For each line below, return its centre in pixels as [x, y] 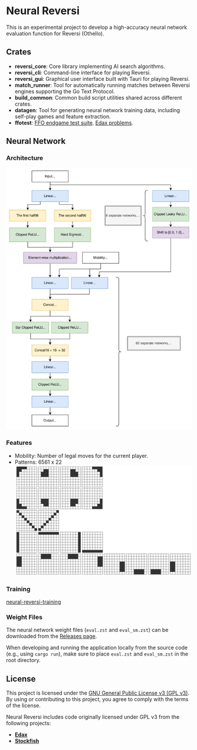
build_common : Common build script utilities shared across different [98, 97]
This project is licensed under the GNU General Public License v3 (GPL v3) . [98, 693]
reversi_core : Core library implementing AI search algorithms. [90, 66]
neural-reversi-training [34, 602]
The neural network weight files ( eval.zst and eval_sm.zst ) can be [87, 630]
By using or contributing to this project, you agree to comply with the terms [97, 699]
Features [19, 443]
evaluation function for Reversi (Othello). [55, 33]
